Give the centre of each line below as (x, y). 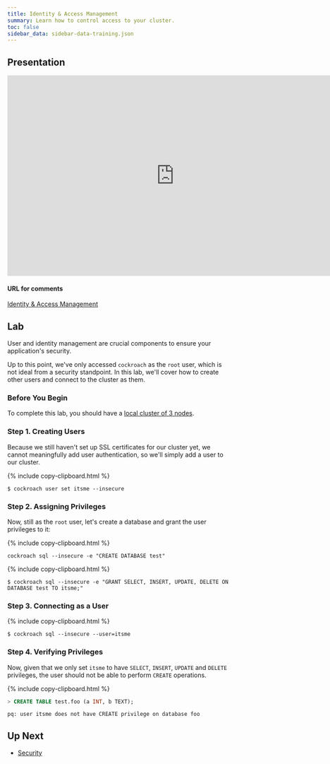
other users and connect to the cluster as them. (77, 380)
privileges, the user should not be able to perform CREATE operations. (107, 675)
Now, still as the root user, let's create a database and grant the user (107, 522)
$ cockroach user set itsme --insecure (66, 488)
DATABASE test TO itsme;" (45, 588)
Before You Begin (38, 398)
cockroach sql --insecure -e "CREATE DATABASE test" (86, 556)
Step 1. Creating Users (46, 432)
